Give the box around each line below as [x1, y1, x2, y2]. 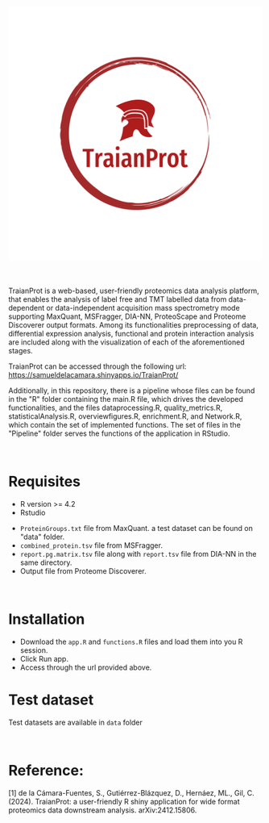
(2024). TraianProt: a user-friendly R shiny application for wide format [8, 796, 240, 806]
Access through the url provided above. [19, 662, 152, 672]
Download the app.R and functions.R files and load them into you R [19, 637, 243, 646]
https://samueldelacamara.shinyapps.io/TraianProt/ [8, 370, 179, 379]
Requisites [8, 473, 81, 491]
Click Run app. [19, 654, 68, 663]
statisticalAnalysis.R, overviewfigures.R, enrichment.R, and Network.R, [8, 411, 242, 421]
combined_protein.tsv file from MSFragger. [19, 540, 163, 550]
